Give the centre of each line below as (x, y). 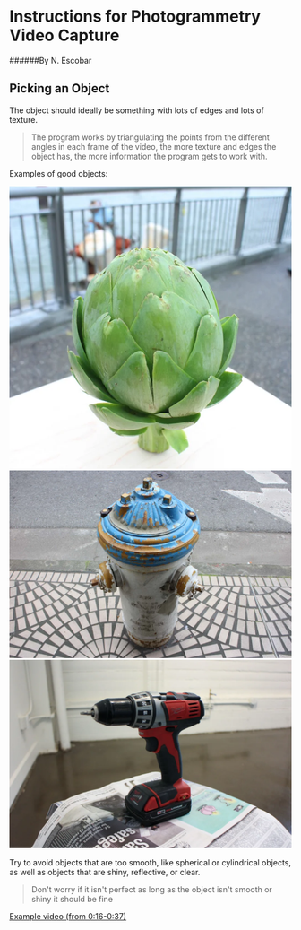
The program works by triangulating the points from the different (150, 137)
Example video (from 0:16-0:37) (68, 917)
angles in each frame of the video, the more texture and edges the (154, 146)
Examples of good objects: (59, 173)
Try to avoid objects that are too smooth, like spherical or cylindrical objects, (150, 863)
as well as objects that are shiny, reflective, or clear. (105, 873)
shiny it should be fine (72, 900)
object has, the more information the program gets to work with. (149, 156)
